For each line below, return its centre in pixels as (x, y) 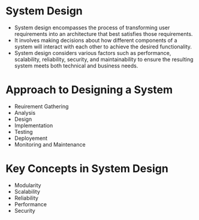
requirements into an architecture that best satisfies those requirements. (103, 33)
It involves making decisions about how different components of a (96, 40)
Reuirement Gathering (41, 106)
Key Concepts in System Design (87, 169)
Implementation (34, 125)
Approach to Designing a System (89, 90)
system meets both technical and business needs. (76, 65)
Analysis (25, 112)
